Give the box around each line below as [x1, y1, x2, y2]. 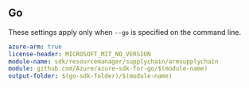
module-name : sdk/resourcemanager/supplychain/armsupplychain [8, 57, 219, 66]
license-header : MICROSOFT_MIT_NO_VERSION [8, 50, 151, 58]
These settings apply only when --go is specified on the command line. [8, 27, 241, 36]
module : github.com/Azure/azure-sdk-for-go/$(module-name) [8, 65, 208, 73]
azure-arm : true [8, 43, 62, 51]
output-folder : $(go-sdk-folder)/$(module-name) [8, 72, 173, 80]
